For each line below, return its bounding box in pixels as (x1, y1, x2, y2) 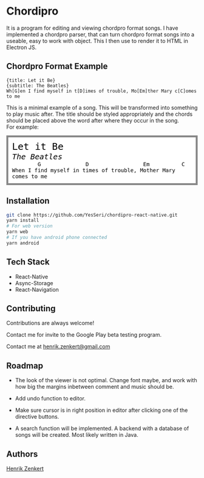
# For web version (6, 223, 53, 229)
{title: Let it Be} (6, 77, 56, 83)
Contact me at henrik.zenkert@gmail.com (6, 343, 110, 350)
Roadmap (6, 360, 44, 371)
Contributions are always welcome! (6, 320, 95, 327)
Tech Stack (6, 257, 50, 268)
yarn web (6, 229, 29, 235)
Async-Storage (15, 279, 53, 286)
